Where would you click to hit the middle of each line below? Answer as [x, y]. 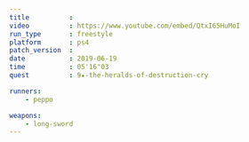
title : [41, 17]
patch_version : [41, 51]
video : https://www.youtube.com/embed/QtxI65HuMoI [125, 26]
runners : [25, 91]
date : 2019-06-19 [63, 59]
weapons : [25, 115]
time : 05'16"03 [59, 67]
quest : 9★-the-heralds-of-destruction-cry [109, 75]
